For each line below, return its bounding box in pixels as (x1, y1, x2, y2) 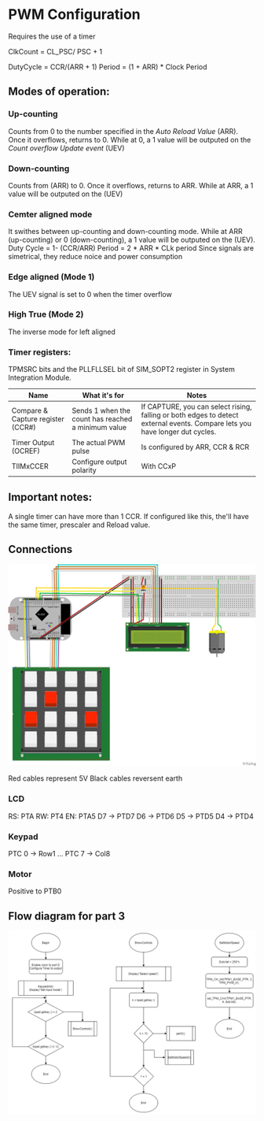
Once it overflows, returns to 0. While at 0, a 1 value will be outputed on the (8, 135, 251, 144)
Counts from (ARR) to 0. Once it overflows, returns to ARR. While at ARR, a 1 (8, 180, 254, 190)
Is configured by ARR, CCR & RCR (141, 442, 250, 451)
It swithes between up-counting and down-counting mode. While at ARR (8, 227, 243, 236)
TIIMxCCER (11, 461, 49, 470)
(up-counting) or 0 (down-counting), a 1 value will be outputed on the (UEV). (8, 235, 255, 245)
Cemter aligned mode (8, 209, 93, 220)
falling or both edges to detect (141, 410, 239, 419)
